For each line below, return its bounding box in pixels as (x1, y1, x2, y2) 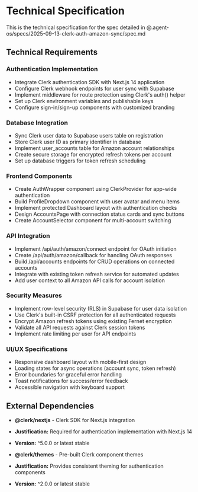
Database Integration (6, 119, 68, 127)
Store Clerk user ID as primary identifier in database (14, 138, 142, 145)
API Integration (6, 232, 50, 240)
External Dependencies (6, 401, 95, 411)
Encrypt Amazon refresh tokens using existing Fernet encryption (14, 317, 173, 324)
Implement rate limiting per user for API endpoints (14, 330, 137, 337)
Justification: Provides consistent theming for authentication (14, 462, 164, 469)
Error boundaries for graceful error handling (14, 371, 122, 378)
